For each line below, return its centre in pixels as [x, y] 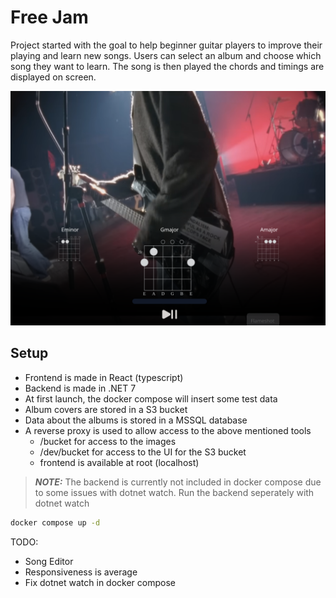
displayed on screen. [53, 77]
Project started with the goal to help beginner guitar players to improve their [166, 45]
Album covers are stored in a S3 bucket [106, 409]
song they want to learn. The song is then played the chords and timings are [167, 66]
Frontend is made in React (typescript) [104, 377]
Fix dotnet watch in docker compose [100, 582]
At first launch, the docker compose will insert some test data [151, 398]
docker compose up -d [55, 522]
